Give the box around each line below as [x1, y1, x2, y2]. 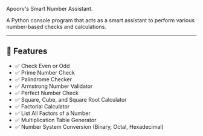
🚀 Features [6, 46, 48, 57]
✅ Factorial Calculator [14, 102, 70, 110]
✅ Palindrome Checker [14, 75, 72, 83]
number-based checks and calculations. [6, 23, 107, 30]
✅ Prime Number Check [14, 69, 76, 76]
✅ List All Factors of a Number [14, 110, 91, 117]
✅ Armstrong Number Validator [14, 82, 93, 90]
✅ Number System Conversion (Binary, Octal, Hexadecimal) [14, 123, 164, 130]
